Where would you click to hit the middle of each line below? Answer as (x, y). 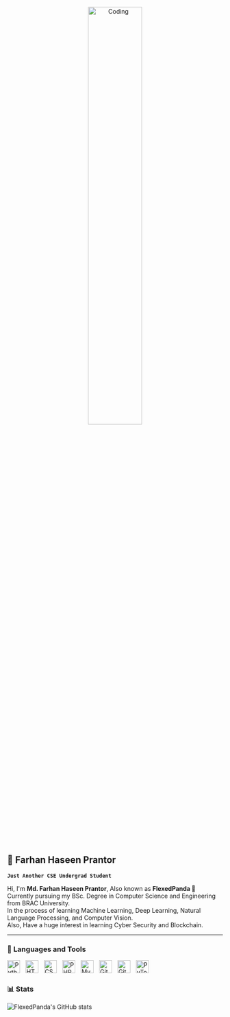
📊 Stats (21, 989)
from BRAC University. (39, 903)
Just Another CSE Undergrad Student (59, 876)
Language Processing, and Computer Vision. (70, 918)
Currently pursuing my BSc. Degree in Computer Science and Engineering (112, 896)
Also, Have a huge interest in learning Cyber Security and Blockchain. (105, 924)
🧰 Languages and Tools (47, 949)
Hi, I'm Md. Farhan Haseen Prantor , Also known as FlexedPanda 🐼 (102, 888)
